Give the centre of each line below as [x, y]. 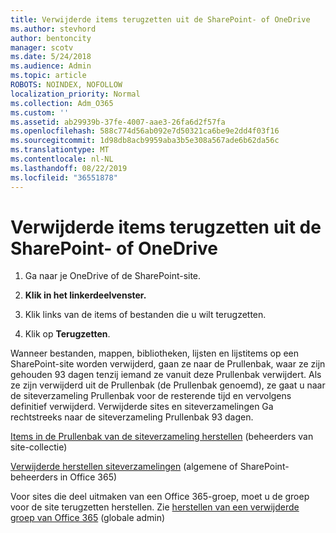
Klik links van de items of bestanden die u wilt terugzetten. [145, 315]
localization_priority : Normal [75, 94]
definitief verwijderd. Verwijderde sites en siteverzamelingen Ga [142, 407]
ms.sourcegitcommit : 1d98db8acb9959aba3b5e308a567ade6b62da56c [145, 141]
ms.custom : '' [40, 112]
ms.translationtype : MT [60, 150]
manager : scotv [42, 47]
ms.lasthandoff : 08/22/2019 [69, 168]
